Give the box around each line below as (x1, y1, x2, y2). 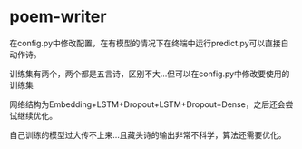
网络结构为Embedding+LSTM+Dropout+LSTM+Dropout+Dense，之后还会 (9, 98, 286, 110)
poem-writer (9, 6, 107, 27)
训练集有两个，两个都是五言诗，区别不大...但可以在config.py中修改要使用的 (9, 68, 290, 79)
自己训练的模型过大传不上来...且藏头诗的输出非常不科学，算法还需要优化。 (9, 129, 287, 140)
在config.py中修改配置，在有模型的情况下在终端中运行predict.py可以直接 (9, 37, 281, 48)
